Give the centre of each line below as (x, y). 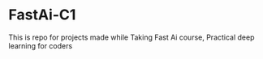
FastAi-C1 (42, 15)
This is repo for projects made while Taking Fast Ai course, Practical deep (131, 37)
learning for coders (41, 45)
